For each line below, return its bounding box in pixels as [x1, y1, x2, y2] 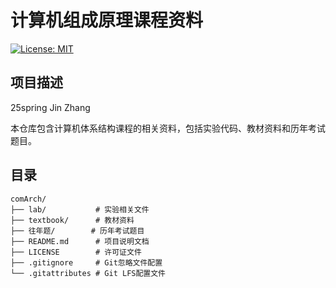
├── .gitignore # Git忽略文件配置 [10, 257, 163, 268]
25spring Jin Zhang [10, 101, 91, 113]
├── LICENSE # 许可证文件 [10, 247, 142, 257]
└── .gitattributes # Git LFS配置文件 [10, 268, 167, 278]
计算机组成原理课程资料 [10, 9, 204, 32]
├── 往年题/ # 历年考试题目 [10, 226, 145, 236]
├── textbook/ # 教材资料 [10, 215, 135, 225]
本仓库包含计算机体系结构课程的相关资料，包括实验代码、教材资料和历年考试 [10, 122, 326, 134]
